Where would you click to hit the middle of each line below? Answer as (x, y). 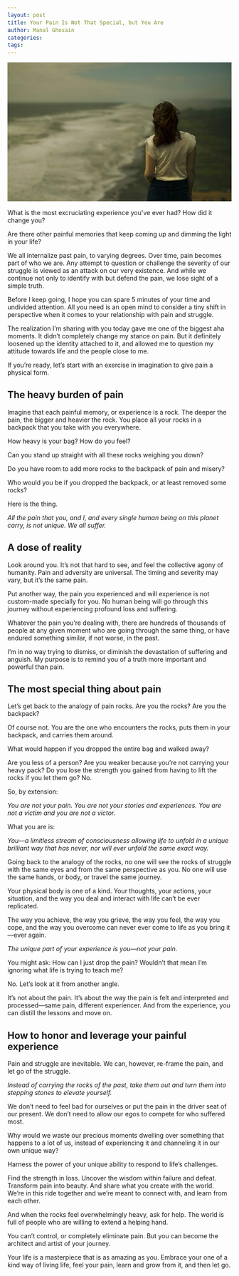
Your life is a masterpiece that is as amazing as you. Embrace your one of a (117, 1257)
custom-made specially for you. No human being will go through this (108, 601)
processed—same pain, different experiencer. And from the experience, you (119, 1005)
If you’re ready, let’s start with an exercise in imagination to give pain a (110, 365)
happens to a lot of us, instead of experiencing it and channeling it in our (113, 1143)
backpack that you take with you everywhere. (74, 427)
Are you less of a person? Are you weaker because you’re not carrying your (118, 763)
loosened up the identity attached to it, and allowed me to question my (111, 343)
